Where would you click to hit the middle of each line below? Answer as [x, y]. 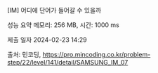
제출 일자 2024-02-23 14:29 [47, 40]
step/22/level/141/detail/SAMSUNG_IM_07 [68, 62]
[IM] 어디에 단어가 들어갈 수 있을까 [54, 10]
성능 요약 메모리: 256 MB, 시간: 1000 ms [63, 25]
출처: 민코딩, [24, 55]
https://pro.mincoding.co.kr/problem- [97, 55]
